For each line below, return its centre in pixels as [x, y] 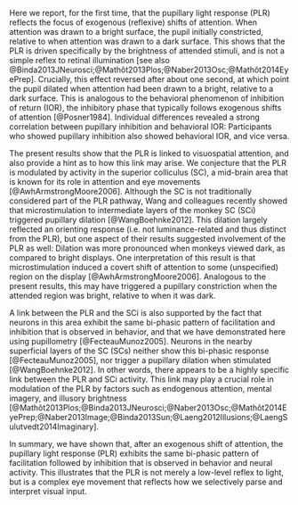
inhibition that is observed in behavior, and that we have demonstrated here [148, 332]
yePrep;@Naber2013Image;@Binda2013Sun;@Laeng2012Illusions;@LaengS [149, 417]
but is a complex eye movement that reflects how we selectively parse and [146, 482]
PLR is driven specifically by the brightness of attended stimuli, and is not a [147, 51]
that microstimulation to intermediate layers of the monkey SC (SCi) [133, 210]
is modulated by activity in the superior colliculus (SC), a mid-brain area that [149, 172]
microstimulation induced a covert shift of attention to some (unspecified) [144, 267]
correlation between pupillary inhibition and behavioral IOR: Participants [141, 127]
